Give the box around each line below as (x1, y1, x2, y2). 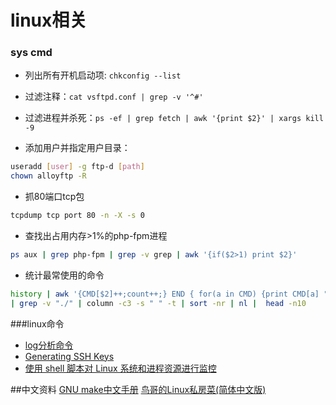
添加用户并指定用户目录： (24, 142, 131, 154)
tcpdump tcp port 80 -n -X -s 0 (10, 211, 145, 221)
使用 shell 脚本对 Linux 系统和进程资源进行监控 (24, 362, 217, 374)
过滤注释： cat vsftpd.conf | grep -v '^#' (24, 91, 204, 103)
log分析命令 (24, 339, 74, 351)
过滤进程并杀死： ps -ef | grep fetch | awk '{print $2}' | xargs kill (24, 112, 324, 124)
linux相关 (10, 9, 88, 32)
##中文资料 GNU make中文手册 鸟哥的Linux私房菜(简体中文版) (10, 383, 267, 395)
